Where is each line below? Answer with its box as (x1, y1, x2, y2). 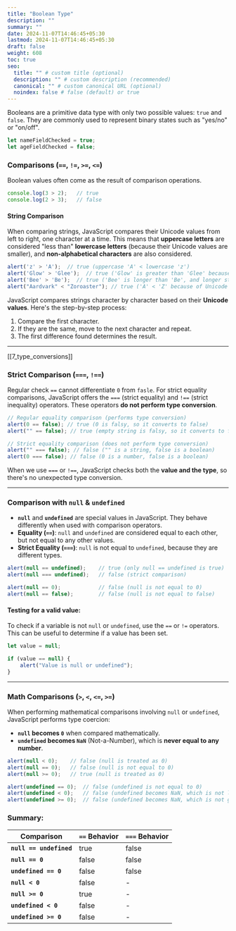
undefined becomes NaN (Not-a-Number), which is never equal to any (17, 736, 219, 744)
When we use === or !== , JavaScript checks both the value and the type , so (7, 466, 228, 474)
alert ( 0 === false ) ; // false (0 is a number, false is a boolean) (7, 453, 209, 460)
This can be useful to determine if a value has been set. (7, 629, 169, 638)
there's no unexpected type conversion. (7, 474, 123, 482)
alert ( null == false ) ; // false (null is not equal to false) (7, 591, 216, 598)
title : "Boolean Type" (7, 10, 74, 18)
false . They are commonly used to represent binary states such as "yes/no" (7, 116, 228, 124)
